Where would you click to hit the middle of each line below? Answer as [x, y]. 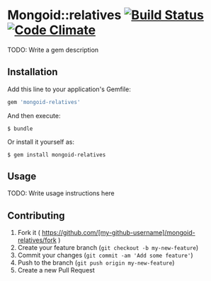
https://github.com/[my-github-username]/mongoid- [119, 233]
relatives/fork [37, 240]
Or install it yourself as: [41, 142]
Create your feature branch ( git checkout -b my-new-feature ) [108, 248]
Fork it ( [29, 233]
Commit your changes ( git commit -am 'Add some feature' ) [105, 256]
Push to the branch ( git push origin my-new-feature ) [96, 263]
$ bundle [20, 128]
